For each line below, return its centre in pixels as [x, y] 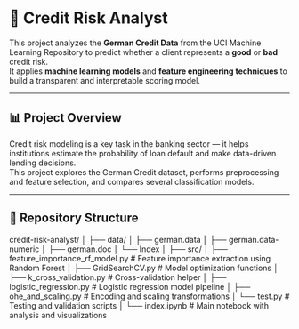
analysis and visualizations [58, 315]
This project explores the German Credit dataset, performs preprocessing [144, 172]
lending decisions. [43, 163]
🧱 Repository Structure [74, 218]
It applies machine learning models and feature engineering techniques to [148, 71]
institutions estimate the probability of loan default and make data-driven [143, 153]
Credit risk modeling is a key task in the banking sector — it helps [129, 144]
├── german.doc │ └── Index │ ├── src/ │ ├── [138, 249]
